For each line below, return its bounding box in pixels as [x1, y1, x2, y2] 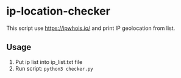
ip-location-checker [6, 4, 111, 18]
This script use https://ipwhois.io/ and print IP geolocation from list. [6, 24, 176, 32]
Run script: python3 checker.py [15, 65, 93, 72]
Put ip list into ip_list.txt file [15, 58, 83, 65]
